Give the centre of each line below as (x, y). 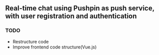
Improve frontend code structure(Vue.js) (55, 47)
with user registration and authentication (71, 16)
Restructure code (31, 41)
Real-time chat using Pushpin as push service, (80, 8)
